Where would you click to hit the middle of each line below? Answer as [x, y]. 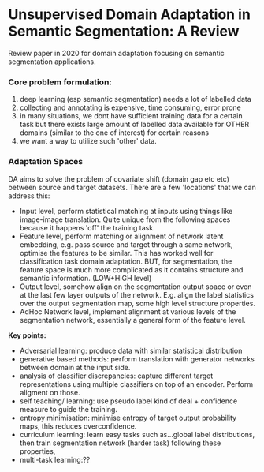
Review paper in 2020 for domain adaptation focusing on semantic [116, 53]
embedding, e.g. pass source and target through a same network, [126, 244]
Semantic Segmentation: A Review [124, 31]
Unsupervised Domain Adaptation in [129, 15]
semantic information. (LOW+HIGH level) [86, 278]
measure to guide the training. [69, 409]
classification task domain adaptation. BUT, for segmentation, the [126, 261]
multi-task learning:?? [55, 459]
